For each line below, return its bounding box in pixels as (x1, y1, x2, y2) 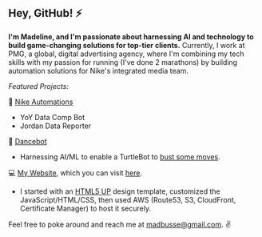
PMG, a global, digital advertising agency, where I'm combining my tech (8, 49, 245, 58)
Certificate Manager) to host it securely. (19, 203, 152, 213)
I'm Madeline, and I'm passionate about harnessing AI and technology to (8, 31, 254, 42)
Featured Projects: (8, 81, 69, 90)
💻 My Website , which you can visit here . (8, 167, 143, 178)
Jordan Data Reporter (19, 121, 92, 131)
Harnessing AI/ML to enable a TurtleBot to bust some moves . (19, 151, 221, 162)
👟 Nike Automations (8, 97, 73, 106)
